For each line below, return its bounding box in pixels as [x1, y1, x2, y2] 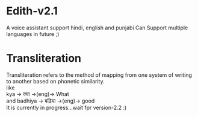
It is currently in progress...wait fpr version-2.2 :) [6, 104, 127, 111]
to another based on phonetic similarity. [6, 77, 105, 85]
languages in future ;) [6, 30, 60, 37]
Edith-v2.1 [6, 4, 58, 18]
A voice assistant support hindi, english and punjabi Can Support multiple [6, 24, 188, 31]
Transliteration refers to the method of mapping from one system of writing [6, 71, 193, 79]
